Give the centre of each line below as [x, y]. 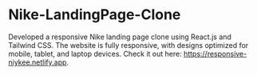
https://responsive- [215, 53]
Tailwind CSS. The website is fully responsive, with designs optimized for [128, 45]
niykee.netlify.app [38, 62]
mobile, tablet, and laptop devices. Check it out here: [95, 53]
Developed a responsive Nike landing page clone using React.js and [120, 37]
